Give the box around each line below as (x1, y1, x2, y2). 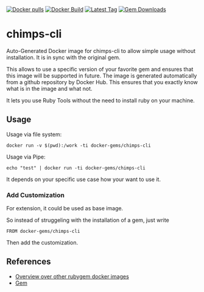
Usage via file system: (6, 130, 62, 138)
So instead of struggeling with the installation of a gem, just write (6, 216, 169, 224)
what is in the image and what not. (6, 85, 93, 92)
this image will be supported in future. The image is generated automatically (6, 72, 197, 79)
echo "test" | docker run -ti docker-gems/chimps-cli (6, 165, 146, 171)
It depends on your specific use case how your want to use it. (6, 176, 161, 183)
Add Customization (6, 191, 65, 199)
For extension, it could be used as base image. (6, 205, 124, 212)
